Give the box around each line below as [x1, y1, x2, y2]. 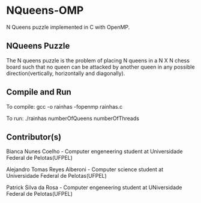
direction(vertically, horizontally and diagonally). [6, 70, 125, 77]
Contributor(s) [6, 132, 62, 142]
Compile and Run [6, 87, 72, 97]
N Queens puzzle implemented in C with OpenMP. [6, 23, 130, 31]
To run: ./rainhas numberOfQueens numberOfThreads [6, 115, 140, 122]
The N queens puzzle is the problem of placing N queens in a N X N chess [6, 56, 190, 64]
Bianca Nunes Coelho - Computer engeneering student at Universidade [6, 148, 183, 155]
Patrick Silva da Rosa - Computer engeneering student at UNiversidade [6, 184, 182, 191]
